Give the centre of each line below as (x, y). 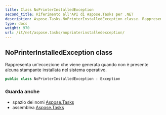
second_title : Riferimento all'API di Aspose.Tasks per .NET (69, 14)
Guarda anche (22, 91)
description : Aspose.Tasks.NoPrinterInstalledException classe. (73, 19)
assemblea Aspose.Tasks (38, 107)
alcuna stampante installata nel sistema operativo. (56, 70)
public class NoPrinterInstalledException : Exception (63, 79)
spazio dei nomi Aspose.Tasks (43, 102)
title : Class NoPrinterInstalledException (49, 10)
